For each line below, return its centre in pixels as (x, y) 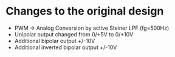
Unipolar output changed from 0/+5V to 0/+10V (74, 34)
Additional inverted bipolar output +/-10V (66, 47)
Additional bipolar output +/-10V (55, 41)
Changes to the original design (85, 11)
